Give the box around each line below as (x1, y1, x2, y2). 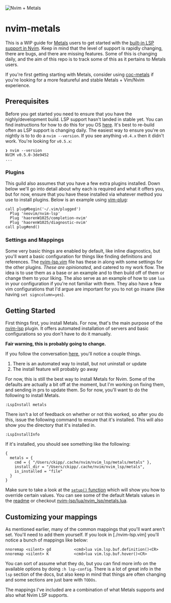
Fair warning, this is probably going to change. (5, 341, 106, 347)
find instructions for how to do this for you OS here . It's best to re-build (5, 121, 155, 128)
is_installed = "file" (14, 469, 63, 474)
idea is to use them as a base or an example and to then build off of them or (5, 269, 165, 276)
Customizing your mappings (5, 512, 97, 521)
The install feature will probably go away (12, 366, 99, 372)
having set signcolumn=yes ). (5, 292, 65, 298)
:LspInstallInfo (5, 432, 40, 438)
